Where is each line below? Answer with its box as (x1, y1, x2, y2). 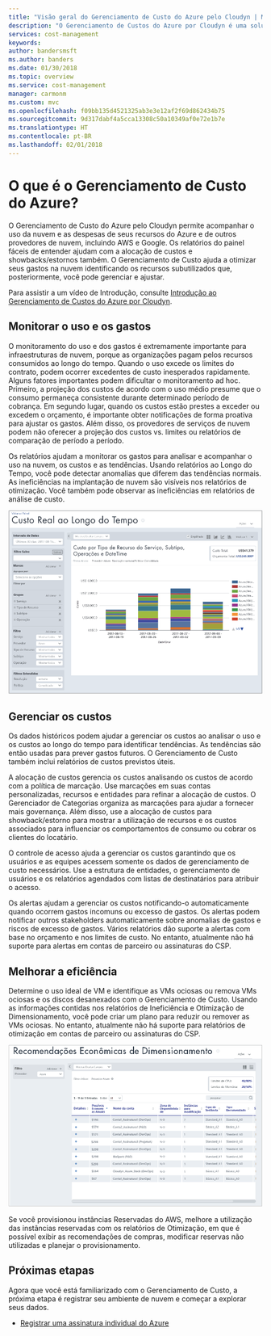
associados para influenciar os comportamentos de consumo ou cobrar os (8, 824, 256, 834)
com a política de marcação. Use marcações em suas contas (8, 781, 211, 791)
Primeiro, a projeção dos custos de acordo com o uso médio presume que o (8, 384, 261, 393)
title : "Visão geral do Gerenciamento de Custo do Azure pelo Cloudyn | (8, 13, 258, 21)
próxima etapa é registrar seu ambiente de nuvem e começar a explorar (8, 1293, 247, 1304)
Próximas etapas (8, 1264, 94, 1278)
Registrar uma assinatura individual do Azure (19, 1317, 169, 1328)
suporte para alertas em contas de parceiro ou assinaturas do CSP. (8, 941, 231, 951)
